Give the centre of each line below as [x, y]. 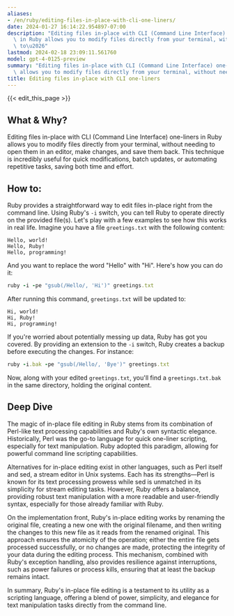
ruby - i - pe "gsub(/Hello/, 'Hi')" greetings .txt [81, 286]
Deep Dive [30, 407]
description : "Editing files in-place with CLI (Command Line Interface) [117, 33]
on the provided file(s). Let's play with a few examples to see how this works [117, 220]
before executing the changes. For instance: [71, 351]
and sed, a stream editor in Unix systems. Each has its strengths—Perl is [111, 474]
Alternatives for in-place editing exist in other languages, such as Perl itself [115, 467]
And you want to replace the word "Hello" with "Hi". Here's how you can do [115, 265]
